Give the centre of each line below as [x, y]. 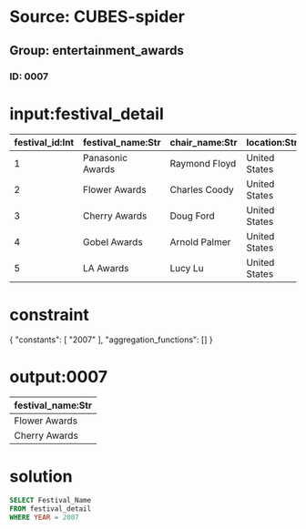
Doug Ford [193, 216]
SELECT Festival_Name [51, 501]
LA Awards [106, 269]
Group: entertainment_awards [97, 51]
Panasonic [105, 158]
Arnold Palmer [200, 242]
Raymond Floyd [203, 164]
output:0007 [58, 376]
